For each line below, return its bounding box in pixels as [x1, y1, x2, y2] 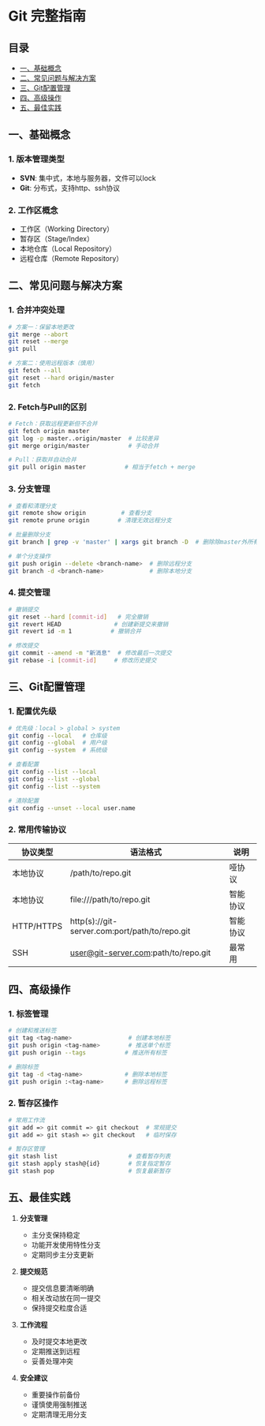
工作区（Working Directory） [19, 224, 114, 233]
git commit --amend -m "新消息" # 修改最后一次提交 [8, 649, 172, 657]
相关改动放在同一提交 [31, 1293, 101, 1302]
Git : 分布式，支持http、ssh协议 [19, 183, 121, 192]
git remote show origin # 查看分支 [8, 510, 152, 517]
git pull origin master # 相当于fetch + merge [8, 463, 196, 472]
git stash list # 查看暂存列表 [8, 1152, 171, 1160]
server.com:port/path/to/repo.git [69, 925, 191, 936]
